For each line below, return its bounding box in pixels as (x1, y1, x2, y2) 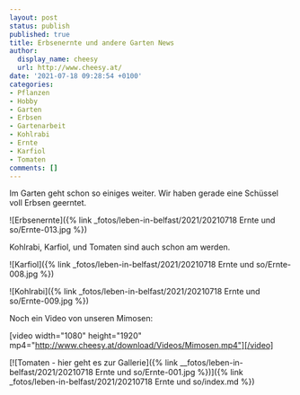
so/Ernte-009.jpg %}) (9, 295, 90, 306)
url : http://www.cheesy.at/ (17, 64, 123, 73)
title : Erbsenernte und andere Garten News (9, 38, 175, 48)
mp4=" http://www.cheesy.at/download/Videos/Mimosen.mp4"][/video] (9, 340, 274, 351)
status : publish (9, 22, 70, 31)
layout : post (9, 13, 58, 22)
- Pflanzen (9, 88, 50, 97)
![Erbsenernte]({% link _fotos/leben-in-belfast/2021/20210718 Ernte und (9, 215, 276, 225)
